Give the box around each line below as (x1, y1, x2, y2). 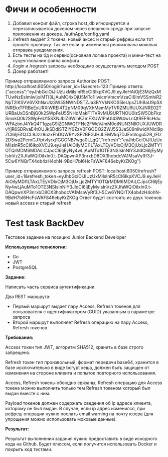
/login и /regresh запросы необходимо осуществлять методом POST (12, 63, 159, 69)
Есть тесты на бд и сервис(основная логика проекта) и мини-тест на (12, 52, 161, 58)
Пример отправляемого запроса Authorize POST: (5, 78, 111, 84)
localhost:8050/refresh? (107, 167, 157, 174)
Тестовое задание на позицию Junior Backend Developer (5, 234, 126, 240)
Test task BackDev (5, 218, 84, 229)
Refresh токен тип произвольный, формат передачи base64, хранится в (5, 359, 159, 365)
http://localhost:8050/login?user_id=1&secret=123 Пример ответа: (5, 83, 144, 89)
